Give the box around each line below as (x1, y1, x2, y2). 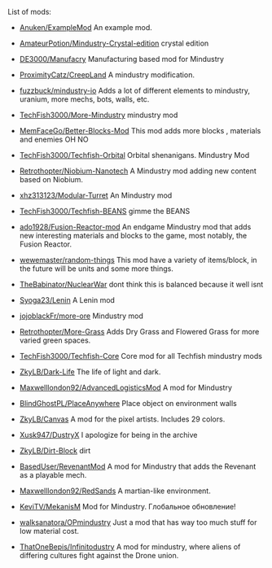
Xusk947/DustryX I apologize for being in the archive (19, 430, 198, 439)
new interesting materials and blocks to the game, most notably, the (19, 231, 248, 240)
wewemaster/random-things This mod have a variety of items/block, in (19, 256, 257, 264)
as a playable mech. (19, 470, 87, 479)
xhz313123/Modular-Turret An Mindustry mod (19, 190, 173, 200)
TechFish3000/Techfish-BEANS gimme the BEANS (19, 207, 191, 216)
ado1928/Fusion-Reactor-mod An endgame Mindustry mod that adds (19, 222, 252, 231)
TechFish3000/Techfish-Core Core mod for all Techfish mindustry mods (19, 352, 262, 360)
